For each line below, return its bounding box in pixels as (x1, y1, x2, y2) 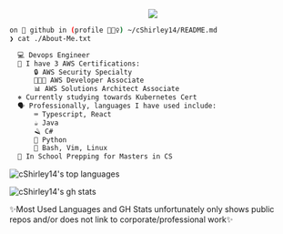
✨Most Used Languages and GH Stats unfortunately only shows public (9, 204, 275, 215)
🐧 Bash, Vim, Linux (33, 144, 107, 153)
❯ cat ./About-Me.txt (9, 34, 92, 43)
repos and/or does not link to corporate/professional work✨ (9, 214, 234, 225)
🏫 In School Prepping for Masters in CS (17, 152, 173, 161)
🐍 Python (33, 135, 67, 145)
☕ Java (33, 118, 59, 127)
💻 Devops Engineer (17, 50, 91, 59)
